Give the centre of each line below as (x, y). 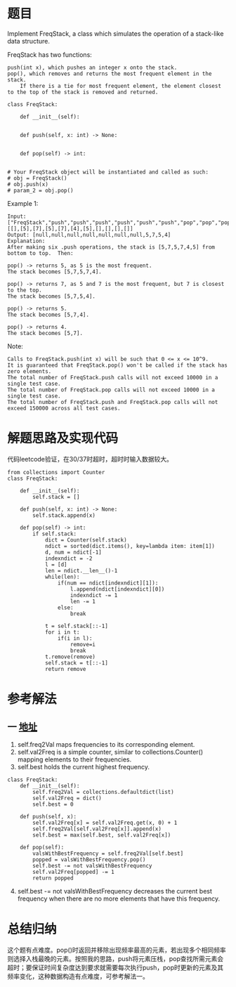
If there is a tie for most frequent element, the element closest (120, 86)
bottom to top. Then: (40, 253)
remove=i (83, 644)
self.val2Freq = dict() (67, 798)
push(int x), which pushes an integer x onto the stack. (92, 67)
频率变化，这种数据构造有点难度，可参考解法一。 (78, 976)
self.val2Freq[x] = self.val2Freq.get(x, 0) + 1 (105, 823)
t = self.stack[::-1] (77, 626)
